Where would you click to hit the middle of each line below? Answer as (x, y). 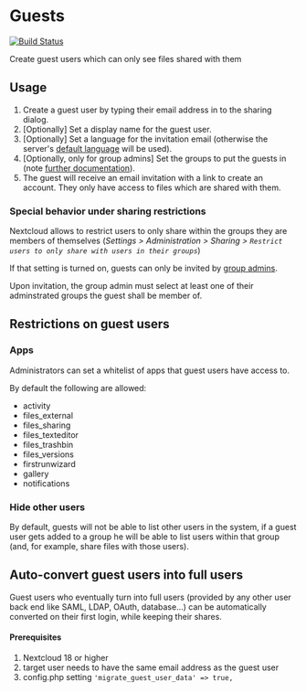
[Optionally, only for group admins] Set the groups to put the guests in (154, 158)
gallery (36, 474)
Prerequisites (36, 637)
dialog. (36, 119)
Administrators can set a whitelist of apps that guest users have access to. (150, 370)
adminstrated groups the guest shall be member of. (106, 296)
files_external (48, 415)
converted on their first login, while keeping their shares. (116, 616)
